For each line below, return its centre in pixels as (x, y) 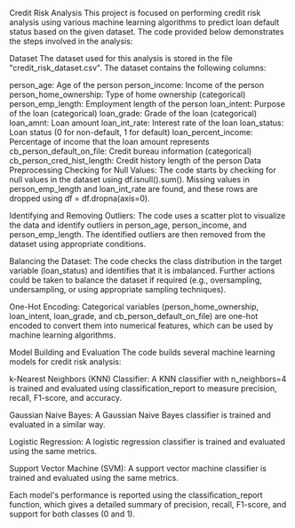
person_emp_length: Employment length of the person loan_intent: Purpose (147, 104)
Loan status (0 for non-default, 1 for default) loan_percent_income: (131, 132)
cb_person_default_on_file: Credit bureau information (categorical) (131, 151)
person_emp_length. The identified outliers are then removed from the (138, 234)
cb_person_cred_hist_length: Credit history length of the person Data (136, 160)
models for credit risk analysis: (65, 362)
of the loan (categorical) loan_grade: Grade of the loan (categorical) (133, 113)
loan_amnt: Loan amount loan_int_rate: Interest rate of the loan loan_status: (147, 123)
